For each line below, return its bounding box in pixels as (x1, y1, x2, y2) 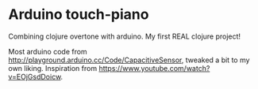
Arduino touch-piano (8, 6, 149, 24)
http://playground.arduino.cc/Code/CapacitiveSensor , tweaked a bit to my (8, 55, 250, 65)
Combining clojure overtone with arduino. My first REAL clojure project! (8, 32, 241, 41)
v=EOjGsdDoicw (8, 72, 61, 81)
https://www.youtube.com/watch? (98, 63, 210, 72)
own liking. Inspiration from (8, 63, 98, 72)
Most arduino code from (8, 46, 87, 56)
